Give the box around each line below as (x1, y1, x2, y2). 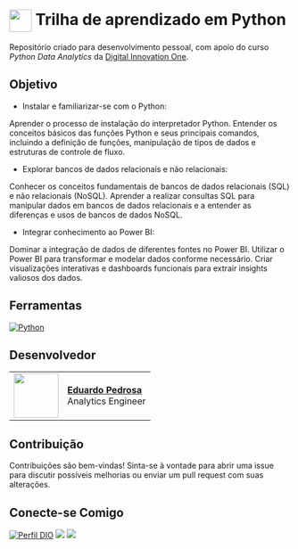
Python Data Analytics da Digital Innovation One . (9, 51, 189, 61)
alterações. (9, 479, 51, 490)
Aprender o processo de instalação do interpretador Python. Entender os (9, 118, 277, 128)
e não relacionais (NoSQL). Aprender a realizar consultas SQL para (9, 190, 255, 201)
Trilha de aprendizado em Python (35, 9, 287, 29)
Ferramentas (9, 299, 82, 314)
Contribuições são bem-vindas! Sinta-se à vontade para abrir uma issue (9, 460, 275, 471)
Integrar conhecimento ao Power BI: (21, 226, 155, 237)
